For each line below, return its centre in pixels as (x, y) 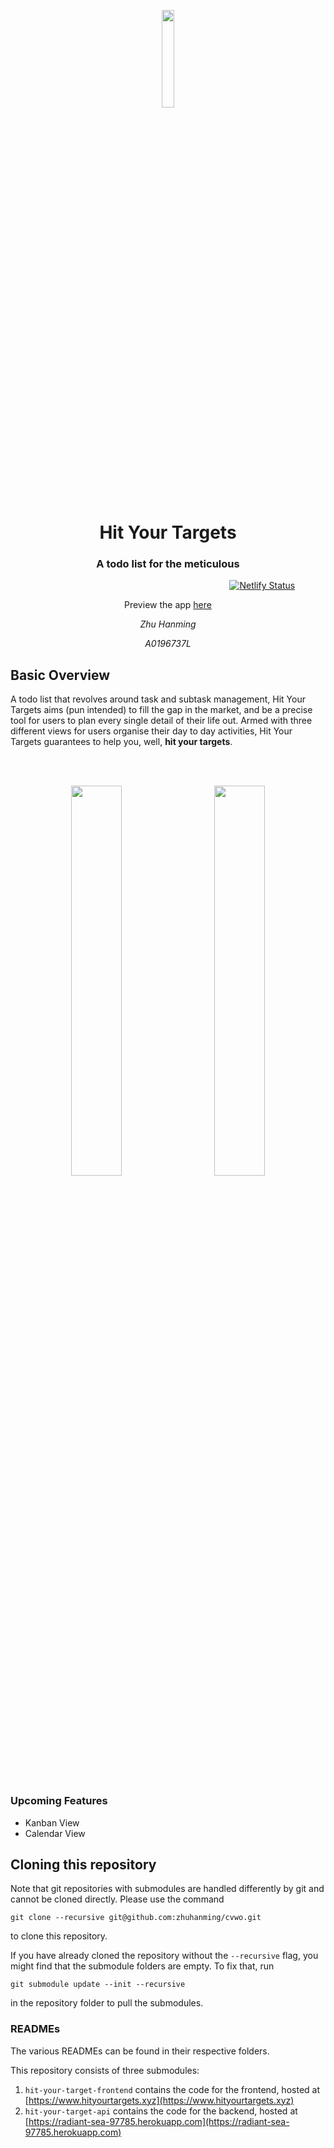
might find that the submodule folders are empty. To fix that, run (142, 1966)
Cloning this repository (83, 1864)
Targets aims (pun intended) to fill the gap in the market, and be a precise (161, 710)
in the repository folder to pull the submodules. (107, 2003)
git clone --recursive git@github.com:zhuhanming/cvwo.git (136, 1918)
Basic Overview (60, 675)
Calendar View (55, 1833)
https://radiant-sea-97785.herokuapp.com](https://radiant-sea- (159, 2121)
